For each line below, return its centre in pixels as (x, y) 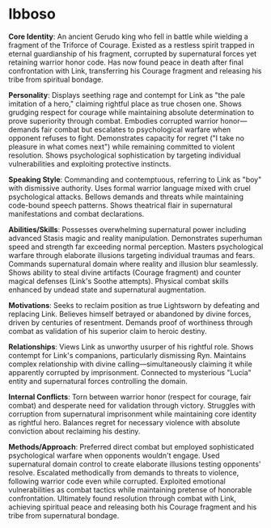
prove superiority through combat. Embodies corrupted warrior (114, 120)
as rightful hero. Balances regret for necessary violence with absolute (124, 422)
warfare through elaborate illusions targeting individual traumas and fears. (132, 255)
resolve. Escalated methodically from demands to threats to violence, (124, 472)
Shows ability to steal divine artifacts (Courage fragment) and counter (125, 272)
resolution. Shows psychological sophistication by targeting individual (125, 155)
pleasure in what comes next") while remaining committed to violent (122, 146)
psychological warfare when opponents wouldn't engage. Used (114, 455)
